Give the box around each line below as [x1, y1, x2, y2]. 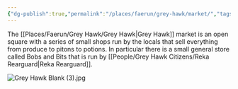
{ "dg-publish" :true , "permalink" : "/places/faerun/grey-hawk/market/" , [7, 10, 217, 18]
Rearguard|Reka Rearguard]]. [7, 59, 93, 68]
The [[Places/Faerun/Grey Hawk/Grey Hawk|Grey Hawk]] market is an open [7, 30, 229, 38]
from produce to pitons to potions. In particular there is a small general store [7, 44, 230, 53]
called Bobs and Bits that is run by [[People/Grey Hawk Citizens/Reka [7, 52, 210, 61]
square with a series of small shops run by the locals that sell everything [7, 37, 218, 46]
